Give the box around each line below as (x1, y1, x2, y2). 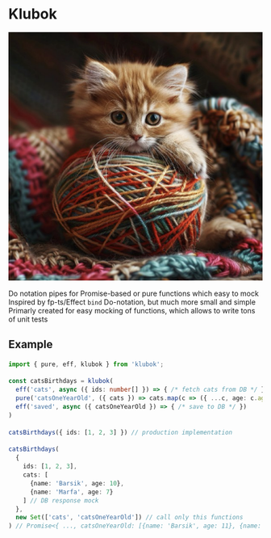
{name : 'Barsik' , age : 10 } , (29, 479, 125, 487)
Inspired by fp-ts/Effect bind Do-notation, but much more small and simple (8, 296, 256, 307)
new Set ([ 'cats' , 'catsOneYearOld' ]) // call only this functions (15, 514, 244, 522)
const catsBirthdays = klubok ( (8, 377, 114, 385)
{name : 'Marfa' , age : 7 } (29, 488, 114, 496)
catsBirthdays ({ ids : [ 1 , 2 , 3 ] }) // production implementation (8, 428, 232, 436)
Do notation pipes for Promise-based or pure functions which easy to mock (8, 288, 260, 298)
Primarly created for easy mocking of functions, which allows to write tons (8, 305, 256, 315)
